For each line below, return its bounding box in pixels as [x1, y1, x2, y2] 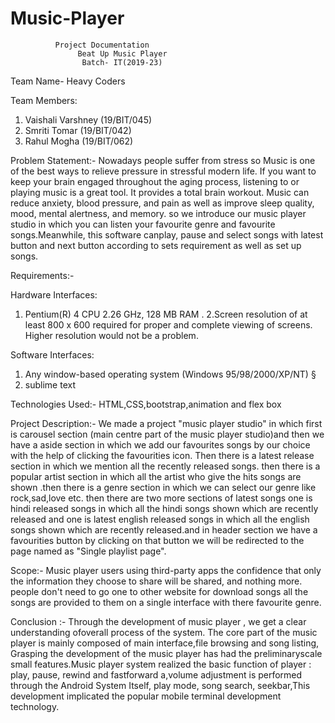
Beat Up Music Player [77, 48, 168, 59]
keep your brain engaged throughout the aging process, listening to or [10, 175, 300, 187]
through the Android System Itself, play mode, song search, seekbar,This [10, 679, 311, 691]
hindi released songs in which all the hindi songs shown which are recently [10, 502, 319, 514]
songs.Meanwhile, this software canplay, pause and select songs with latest [10, 228, 324, 241]
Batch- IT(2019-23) [81, 57, 163, 67]
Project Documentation [54, 40, 150, 50]
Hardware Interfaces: [10, 288, 98, 301]
